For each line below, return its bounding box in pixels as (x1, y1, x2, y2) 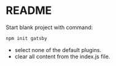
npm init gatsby (6, 35, 47, 41)
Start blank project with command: (6, 24, 93, 31)
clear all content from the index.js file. (14, 53, 110, 60)
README (6, 4, 52, 18)
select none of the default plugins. (14, 46, 102, 53)
